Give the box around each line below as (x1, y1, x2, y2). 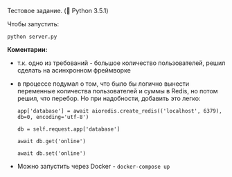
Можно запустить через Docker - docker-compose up (17, 162, 170, 170)
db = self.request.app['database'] (17, 126, 121, 133)
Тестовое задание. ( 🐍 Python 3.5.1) (7, 7, 109, 15)
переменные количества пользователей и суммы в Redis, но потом (17, 87, 218, 95)
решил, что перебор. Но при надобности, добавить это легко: (17, 94, 201, 102)
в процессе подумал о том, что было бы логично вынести (17, 80, 190, 88)
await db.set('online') (17, 150, 87, 157)
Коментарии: (7, 46, 48, 53)
